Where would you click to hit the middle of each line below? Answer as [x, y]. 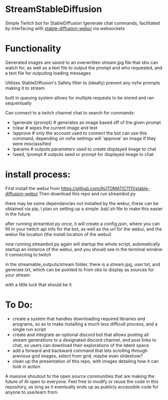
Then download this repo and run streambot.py [87, 193]
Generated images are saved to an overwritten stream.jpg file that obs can [82, 62]
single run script [29, 329]
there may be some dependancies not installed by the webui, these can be [82, 203]
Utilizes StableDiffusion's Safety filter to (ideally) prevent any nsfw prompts [83, 82]
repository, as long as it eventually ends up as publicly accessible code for [82, 386]
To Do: [19, 305]
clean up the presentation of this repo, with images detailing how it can [85, 361]
